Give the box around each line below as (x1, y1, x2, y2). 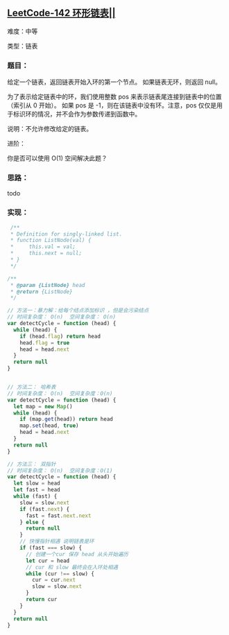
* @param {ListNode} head (10, 281, 85, 288)
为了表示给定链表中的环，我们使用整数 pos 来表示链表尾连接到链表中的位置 (7, 93, 222, 101)
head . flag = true (19, 339, 70, 346)
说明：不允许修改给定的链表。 (7, 125, 92, 133)
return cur (25, 596, 58, 603)
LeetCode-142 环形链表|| (7, 7, 116, 19)
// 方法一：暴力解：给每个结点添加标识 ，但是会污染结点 (7, 307, 149, 314)
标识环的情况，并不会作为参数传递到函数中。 (12, 110, 141, 119)
